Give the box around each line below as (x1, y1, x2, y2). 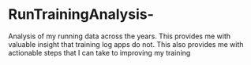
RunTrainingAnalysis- (8, 5, 154, 23)
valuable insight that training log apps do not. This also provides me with (8, 39, 244, 49)
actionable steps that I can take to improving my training (8, 48, 191, 57)
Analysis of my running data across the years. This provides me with (8, 31, 231, 41)
